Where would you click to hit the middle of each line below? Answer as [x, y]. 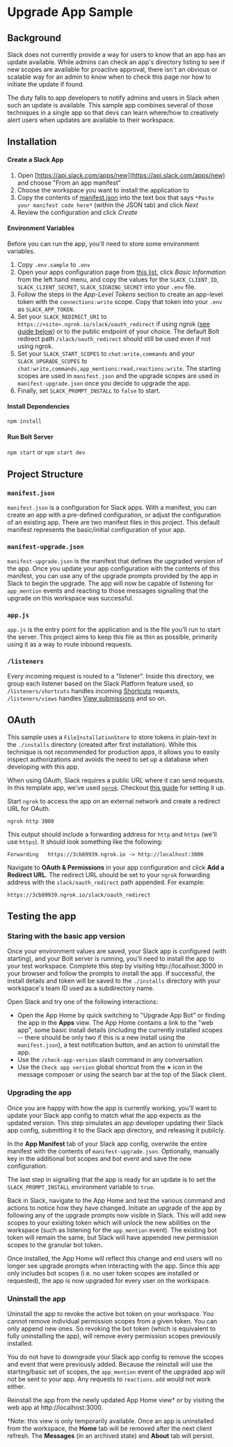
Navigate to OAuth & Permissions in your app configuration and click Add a [116, 867]
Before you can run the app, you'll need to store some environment [103, 243]
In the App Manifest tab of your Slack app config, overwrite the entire [107, 1144]
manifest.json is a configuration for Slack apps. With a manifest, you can [112, 507]
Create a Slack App [35, 159]
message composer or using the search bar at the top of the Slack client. [122, 1075]
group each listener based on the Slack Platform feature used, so [101, 683]
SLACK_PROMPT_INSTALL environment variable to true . [81, 1187]
